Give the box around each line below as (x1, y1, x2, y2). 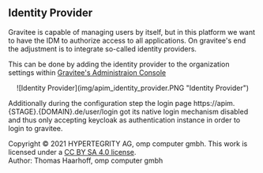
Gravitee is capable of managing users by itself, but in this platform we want (8, 27, 255, 36)
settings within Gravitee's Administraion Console (8, 67, 167, 77)
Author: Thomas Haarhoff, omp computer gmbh (8, 156, 163, 165)
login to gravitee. (8, 123, 63, 133)
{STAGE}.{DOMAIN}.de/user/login (8, 107, 118, 116)
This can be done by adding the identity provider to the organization (8, 59, 230, 69)
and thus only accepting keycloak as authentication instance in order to (8, 115, 241, 125)
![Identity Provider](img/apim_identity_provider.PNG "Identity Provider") (16, 83, 250, 92)
